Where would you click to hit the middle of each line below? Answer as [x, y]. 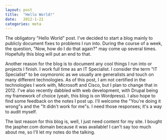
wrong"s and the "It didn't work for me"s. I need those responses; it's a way [83, 106]
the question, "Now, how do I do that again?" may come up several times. [81, 49]
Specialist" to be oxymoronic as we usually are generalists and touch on [79, 75]
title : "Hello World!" [30, 15]
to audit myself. [21, 112]
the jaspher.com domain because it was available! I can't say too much [78, 127]
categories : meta [23, 24]
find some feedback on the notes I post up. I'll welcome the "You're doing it [83, 101]
